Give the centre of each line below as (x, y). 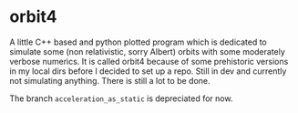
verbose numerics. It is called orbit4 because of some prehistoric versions (149, 61)
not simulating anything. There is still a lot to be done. (110, 80)
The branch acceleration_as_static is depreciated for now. (121, 98)
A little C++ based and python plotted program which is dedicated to (138, 42)
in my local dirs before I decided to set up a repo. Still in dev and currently (148, 71)
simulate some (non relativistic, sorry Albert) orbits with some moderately (147, 51)
